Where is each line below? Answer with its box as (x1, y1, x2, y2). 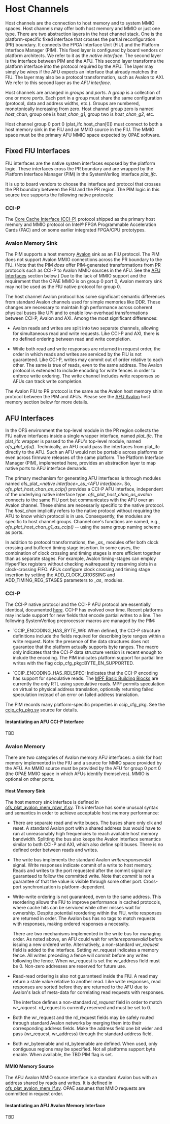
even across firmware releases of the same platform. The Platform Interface (5, 454, 164, 461)
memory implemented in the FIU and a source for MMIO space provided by (5, 759, 162, 765)
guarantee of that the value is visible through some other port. (12, 878, 143, 885)
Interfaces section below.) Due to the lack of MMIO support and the (5, 273, 146, 279)
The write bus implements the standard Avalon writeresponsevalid (12, 857, 151, 863)
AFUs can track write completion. (12, 378, 83, 385)
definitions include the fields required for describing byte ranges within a (12, 633, 165, 639)
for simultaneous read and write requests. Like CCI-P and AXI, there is (12, 330, 160, 337)
